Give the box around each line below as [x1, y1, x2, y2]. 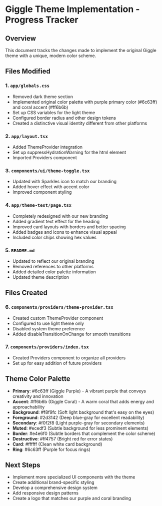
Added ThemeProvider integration [12, 144, 83, 150]
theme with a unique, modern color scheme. [5, 53, 96, 59]
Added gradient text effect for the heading [12, 218, 100, 224]
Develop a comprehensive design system [12, 484, 98, 491]
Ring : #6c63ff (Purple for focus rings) [12, 446, 91, 452]
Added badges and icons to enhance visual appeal [12, 229, 117, 235]
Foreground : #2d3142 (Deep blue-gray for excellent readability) [12, 414, 144, 420]
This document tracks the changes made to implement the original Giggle [5, 48, 156, 53]
